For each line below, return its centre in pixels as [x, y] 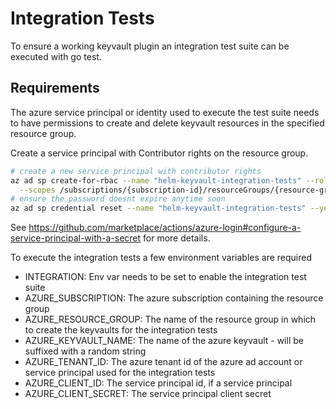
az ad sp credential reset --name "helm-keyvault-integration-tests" [158, 208]
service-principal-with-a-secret [76, 238]
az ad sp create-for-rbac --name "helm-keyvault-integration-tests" [156, 180]
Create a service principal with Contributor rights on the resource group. [159, 153]
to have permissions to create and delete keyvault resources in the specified [167, 123]
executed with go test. [56, 56]
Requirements [55, 88]
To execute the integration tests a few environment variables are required [161, 258]
